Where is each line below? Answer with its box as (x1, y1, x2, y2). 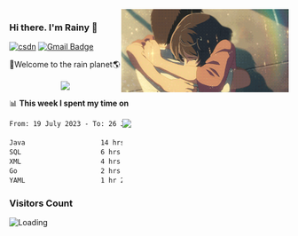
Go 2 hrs (9, 166, 122, 176)
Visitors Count (9, 197, 74, 209)
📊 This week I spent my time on (9, 98, 129, 109)
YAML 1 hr (9, 176, 117, 185)
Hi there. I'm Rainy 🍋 (9, 21, 98, 34)
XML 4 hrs (9, 157, 122, 166)
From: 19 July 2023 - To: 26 (9, 120, 117, 129)
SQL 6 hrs (9, 148, 122, 157)
